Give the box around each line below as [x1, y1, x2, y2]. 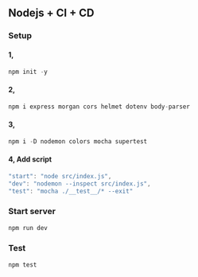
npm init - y [8, 68, 48, 76]
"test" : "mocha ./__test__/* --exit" [8, 187, 134, 195]
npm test [8, 260, 37, 269]
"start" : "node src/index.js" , [8, 172, 112, 180]
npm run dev [8, 224, 48, 232]
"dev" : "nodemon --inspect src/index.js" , [8, 179, 151, 188]
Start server [8, 206, 56, 217]
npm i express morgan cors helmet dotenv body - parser [8, 103, 191, 111]
